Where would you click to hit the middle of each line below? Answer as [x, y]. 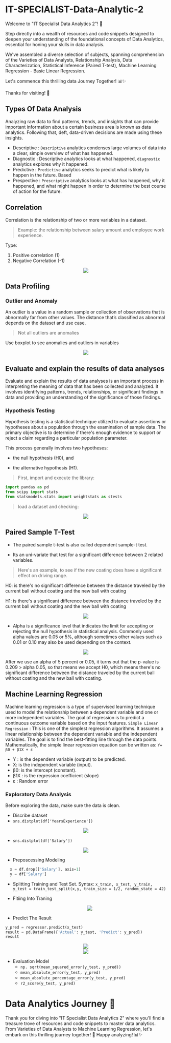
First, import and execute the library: [56, 478]
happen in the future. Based [42, 175]
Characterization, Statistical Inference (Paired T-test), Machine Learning [81, 65]
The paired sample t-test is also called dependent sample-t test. [80, 544]
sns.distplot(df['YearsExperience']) [53, 821]
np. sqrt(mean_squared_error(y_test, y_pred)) [71, 967]
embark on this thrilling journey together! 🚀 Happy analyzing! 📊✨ [74, 1035]
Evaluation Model [31, 961]
